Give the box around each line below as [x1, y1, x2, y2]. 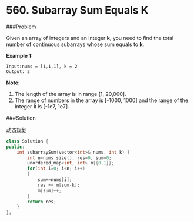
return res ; [27, 199, 57, 204]
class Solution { [6, 138, 49, 144]
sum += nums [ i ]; [37, 177, 72, 183]
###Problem [6, 23, 36, 30]
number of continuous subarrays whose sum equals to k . [6, 41, 145, 48]
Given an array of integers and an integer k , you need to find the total [6, 34, 174, 41]
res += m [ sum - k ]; [37, 182, 81, 188]
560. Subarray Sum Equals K [6, 4, 149, 17]
